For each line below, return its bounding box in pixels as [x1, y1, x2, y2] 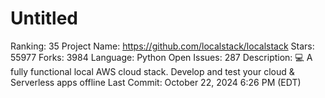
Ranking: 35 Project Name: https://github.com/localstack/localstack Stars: [10, 40, 315, 52]
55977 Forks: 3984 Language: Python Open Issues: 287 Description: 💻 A [10, 51, 313, 63]
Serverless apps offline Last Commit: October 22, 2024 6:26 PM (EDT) [10, 76, 302, 88]
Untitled [10, 7, 79, 30]
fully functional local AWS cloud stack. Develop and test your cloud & [10, 65, 295, 77]
